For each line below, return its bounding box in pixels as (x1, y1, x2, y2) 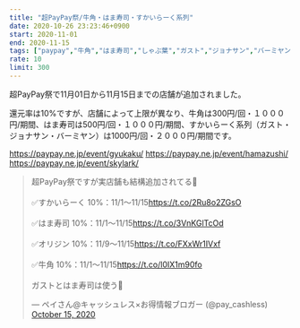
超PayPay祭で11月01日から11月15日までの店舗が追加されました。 (9, 89, 246, 99)
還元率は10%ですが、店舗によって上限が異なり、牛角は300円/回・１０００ (9, 108, 285, 118)
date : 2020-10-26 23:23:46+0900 (9, 22, 130, 30)
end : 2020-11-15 (9, 38, 70, 47)
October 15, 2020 (30, 308, 96, 319)
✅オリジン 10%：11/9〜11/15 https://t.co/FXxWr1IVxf (30, 238, 221, 249)
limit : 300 (9, 64, 50, 73)
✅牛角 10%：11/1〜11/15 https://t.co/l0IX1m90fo (30, 259, 203, 270)
